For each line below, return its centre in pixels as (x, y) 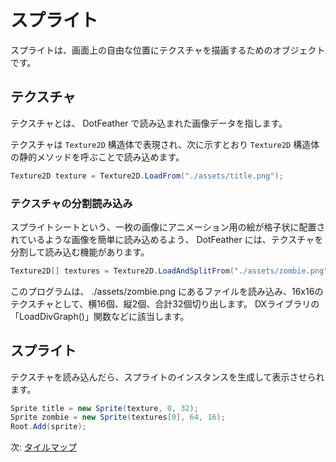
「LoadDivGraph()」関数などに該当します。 (100, 316)
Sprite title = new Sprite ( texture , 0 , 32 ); (104, 408)
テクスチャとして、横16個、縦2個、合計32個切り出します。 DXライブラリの (165, 303)
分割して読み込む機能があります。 (80, 252)
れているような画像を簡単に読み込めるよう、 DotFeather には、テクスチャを (167, 239)
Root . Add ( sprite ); (48, 427)
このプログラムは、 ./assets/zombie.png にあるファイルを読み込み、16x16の (167, 291)
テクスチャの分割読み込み (71, 203)
